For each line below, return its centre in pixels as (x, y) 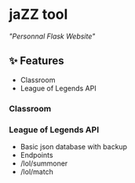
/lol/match (36, 171)
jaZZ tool (38, 15)
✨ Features (36, 61)
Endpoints (36, 155)
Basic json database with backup (74, 146)
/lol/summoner (44, 163)
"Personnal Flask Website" (52, 36)
